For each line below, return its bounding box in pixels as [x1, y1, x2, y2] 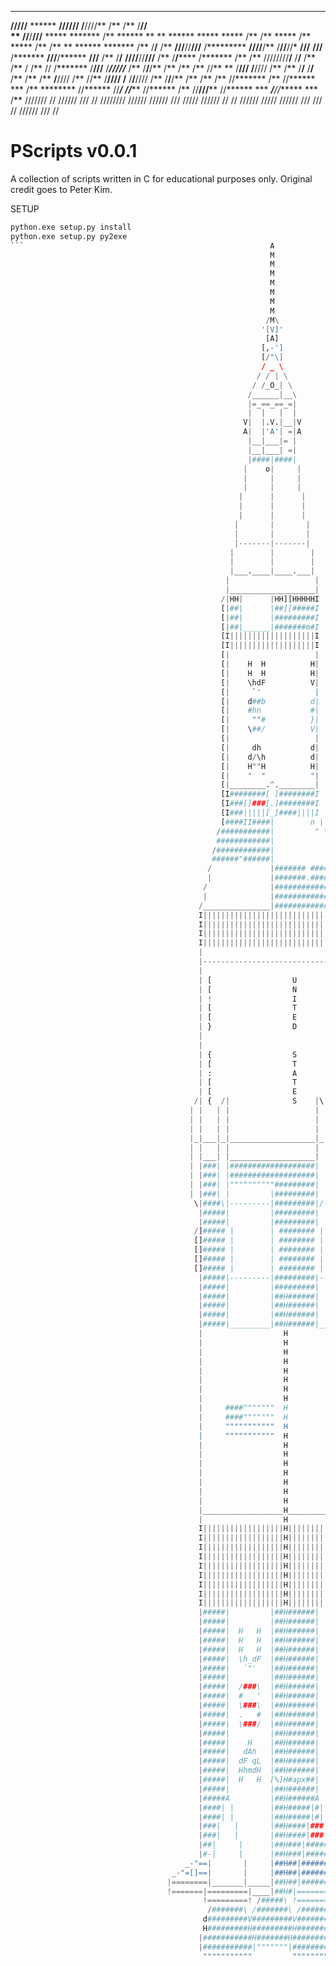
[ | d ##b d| [220, 696, 320, 706]
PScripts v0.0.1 [10, 140, 138, 163]
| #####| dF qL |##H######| [198, 1756, 320, 1766]
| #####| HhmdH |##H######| [198, 1766, 320, 1776]
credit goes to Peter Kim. [10, 183, 113, 195]
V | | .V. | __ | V [243, 417, 302, 428]
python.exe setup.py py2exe [10, 231, 128, 241]
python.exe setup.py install [10, 222, 132, 232]
